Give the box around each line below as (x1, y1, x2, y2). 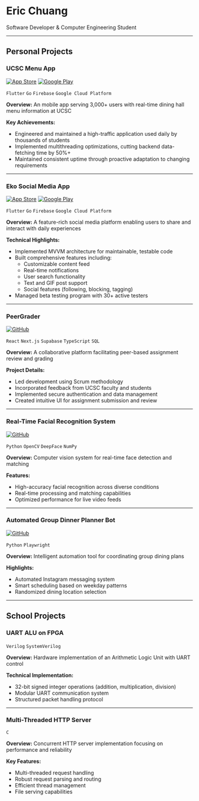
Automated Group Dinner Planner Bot (6, 516, 115, 525)
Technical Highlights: (6, 236, 60, 243)
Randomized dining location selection (14, 588, 107, 595)
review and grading (6, 355, 53, 363)
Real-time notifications (23, 266, 79, 274)
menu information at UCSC (6, 107, 72, 114)
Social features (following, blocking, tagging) (23, 285, 133, 293)
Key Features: (6, 758, 41, 765)
